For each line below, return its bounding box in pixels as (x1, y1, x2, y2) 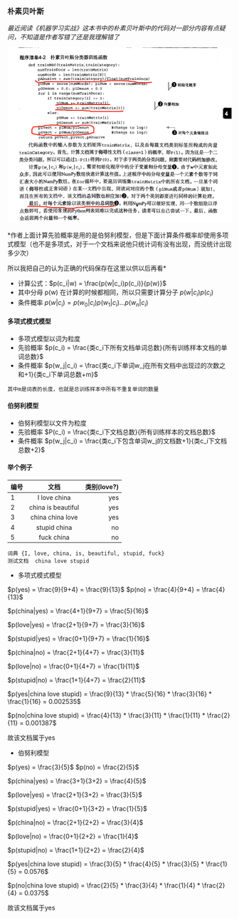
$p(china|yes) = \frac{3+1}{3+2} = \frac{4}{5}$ (7, 777, 147, 785)
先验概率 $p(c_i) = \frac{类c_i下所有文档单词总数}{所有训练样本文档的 (17, 343, 222, 351)
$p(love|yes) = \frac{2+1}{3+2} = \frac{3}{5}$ (7, 790, 143, 799)
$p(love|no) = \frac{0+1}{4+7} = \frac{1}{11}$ (7, 662, 140, 671)
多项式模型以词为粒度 (17, 334, 80, 343)
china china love (30, 513, 78, 522)
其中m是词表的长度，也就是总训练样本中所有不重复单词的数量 (7, 386, 159, 393)
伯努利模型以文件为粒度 (17, 418, 87, 427)
